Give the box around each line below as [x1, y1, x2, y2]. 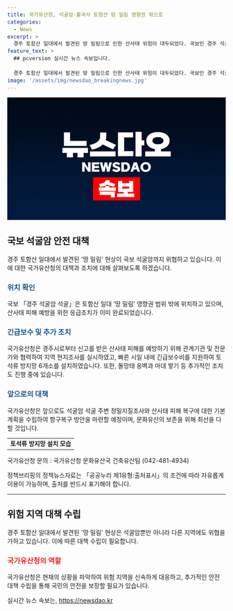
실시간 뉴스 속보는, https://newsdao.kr [7, 596, 113, 605]
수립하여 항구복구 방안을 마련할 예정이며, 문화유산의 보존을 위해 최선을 [25, 415, 215, 423]
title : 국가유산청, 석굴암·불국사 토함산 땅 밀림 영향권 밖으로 [7, 11, 164, 18]
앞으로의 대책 [7, 389, 49, 399]
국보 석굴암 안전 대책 [7, 236, 89, 247]
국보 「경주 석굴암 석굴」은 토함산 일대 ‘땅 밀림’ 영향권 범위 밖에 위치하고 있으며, [7, 300, 224, 308]
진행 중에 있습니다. [14, 371, 64, 379]
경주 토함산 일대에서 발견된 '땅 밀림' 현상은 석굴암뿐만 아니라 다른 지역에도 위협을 [7, 528, 225, 536]
